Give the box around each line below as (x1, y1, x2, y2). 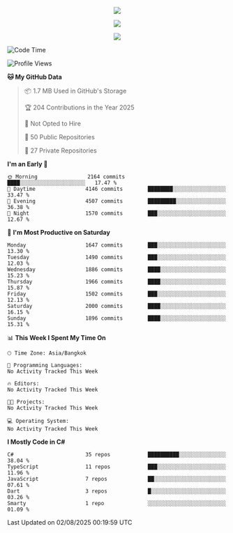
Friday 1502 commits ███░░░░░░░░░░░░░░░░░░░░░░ (7, 291, 227, 298)
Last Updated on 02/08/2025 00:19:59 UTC (7, 518, 133, 526)
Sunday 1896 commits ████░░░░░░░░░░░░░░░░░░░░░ (7, 315, 227, 322)
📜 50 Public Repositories (24, 133, 96, 141)
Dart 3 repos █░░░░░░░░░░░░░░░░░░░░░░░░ (7, 488, 227, 495)
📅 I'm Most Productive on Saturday (7, 229, 110, 236)
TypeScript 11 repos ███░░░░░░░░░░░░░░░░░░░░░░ (7, 463, 227, 470)
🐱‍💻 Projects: (7, 399, 45, 405)
